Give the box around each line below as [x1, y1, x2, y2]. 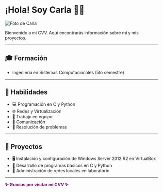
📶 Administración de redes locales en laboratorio [12, 168, 110, 174]
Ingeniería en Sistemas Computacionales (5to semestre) [12, 69, 125, 75]
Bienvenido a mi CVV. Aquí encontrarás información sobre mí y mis [5, 30, 139, 35]
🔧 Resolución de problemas [12, 124, 67, 130]
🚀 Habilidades [5, 88, 48, 96]
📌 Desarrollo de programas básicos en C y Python [12, 162, 113, 169]
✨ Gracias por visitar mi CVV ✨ [5, 182, 69, 188]
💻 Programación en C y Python [12, 101, 76, 107]
